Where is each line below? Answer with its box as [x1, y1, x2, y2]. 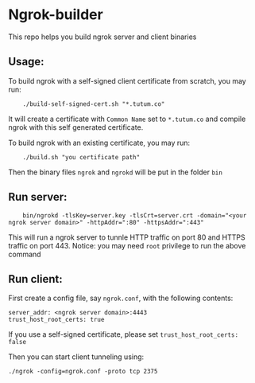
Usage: [8, 55, 45, 68]
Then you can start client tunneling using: [8, 352, 145, 362]
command [8, 249, 41, 259]
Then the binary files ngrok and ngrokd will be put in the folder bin [8, 167, 222, 177]
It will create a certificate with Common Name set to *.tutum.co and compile [8, 114, 246, 123]
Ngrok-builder [8, 6, 103, 24]
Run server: [8, 190, 68, 204]
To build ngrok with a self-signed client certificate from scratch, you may [8, 76, 246, 85]
